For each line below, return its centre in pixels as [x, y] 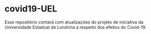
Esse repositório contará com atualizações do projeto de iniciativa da [74, 22]
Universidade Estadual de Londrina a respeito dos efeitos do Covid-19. [75, 27]
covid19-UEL [31, 9]
